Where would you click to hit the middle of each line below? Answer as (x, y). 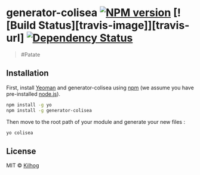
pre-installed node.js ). (33, 94)
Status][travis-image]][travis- (114, 25)
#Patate (30, 54)
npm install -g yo (29, 105)
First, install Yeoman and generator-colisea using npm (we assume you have (100, 87)
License (21, 151)
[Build (21, 25)
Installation (27, 74)
